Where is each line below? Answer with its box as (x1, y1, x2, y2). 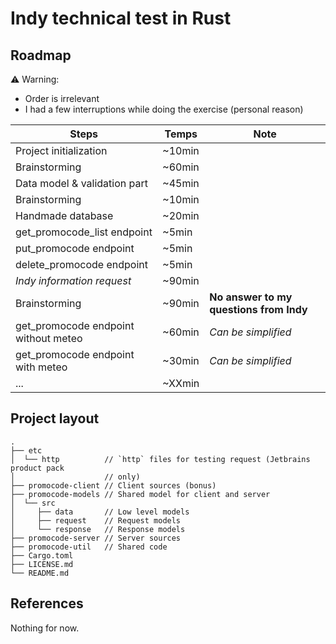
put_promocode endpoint (15, 242, 135, 255)
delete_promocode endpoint (15, 258, 149, 271)
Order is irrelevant (24, 93, 100, 104)
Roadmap (10, 47, 72, 64)
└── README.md (10, 568, 70, 578)
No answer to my (209, 290, 293, 304)
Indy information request (15, 274, 132, 287)
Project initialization (15, 144, 108, 157)
